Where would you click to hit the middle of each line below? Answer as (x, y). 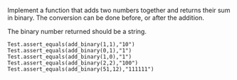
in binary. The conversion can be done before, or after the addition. (106, 18)
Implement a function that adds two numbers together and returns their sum (119, 10)
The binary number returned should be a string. (77, 32)
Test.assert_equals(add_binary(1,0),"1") (70, 57)
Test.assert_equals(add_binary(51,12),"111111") (81, 69)
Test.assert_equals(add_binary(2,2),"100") (73, 63)
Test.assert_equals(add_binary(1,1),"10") (71, 45)
